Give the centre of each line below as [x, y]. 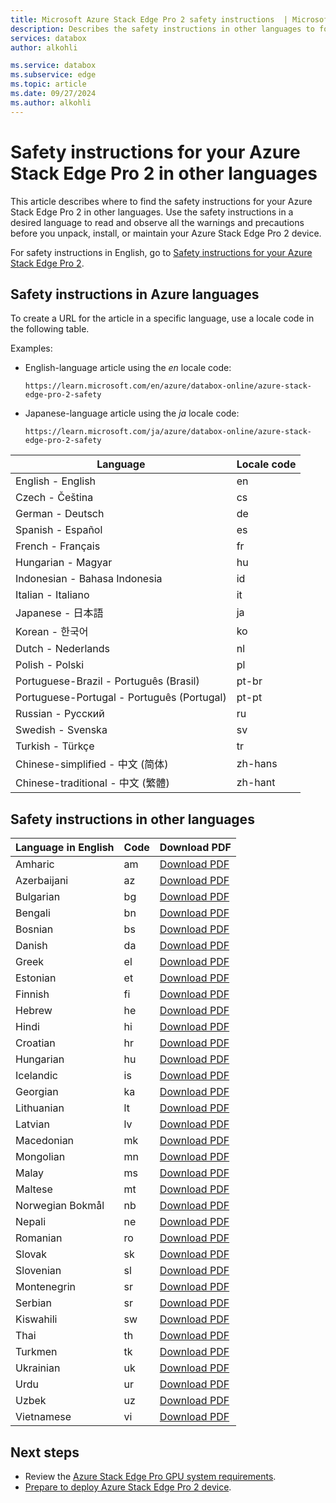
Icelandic [36, 1076]
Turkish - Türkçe [55, 746]
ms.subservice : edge [53, 75]
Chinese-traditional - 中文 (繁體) [92, 783]
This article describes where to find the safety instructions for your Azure [161, 201]
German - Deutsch [60, 514]
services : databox [48, 38]
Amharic [35, 864]
